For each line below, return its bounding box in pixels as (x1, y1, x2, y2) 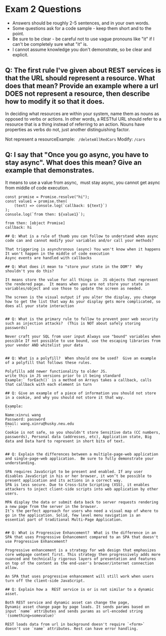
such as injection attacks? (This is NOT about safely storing (5, 320, 141, 326)
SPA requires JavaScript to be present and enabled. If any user (5, 469, 143, 474)
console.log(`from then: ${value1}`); (5, 212, 85, 217)
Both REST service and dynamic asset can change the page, (5, 600, 130, 605)
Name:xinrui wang (5, 412, 41, 417)
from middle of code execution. (5, 184, 69, 190)
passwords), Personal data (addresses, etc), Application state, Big (5, 434, 152, 439)
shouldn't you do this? (5, 268, 55, 274)
